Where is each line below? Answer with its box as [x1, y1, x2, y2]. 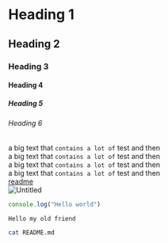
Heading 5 [8, 98, 44, 108]
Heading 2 [8, 37, 61, 51]
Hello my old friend [8, 215, 77, 222]
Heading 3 [8, 61, 49, 72]
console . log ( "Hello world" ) [8, 200, 101, 208]
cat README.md [8, 228, 55, 237]
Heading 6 [8, 119, 43, 128]
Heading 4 [8, 81, 44, 90]
